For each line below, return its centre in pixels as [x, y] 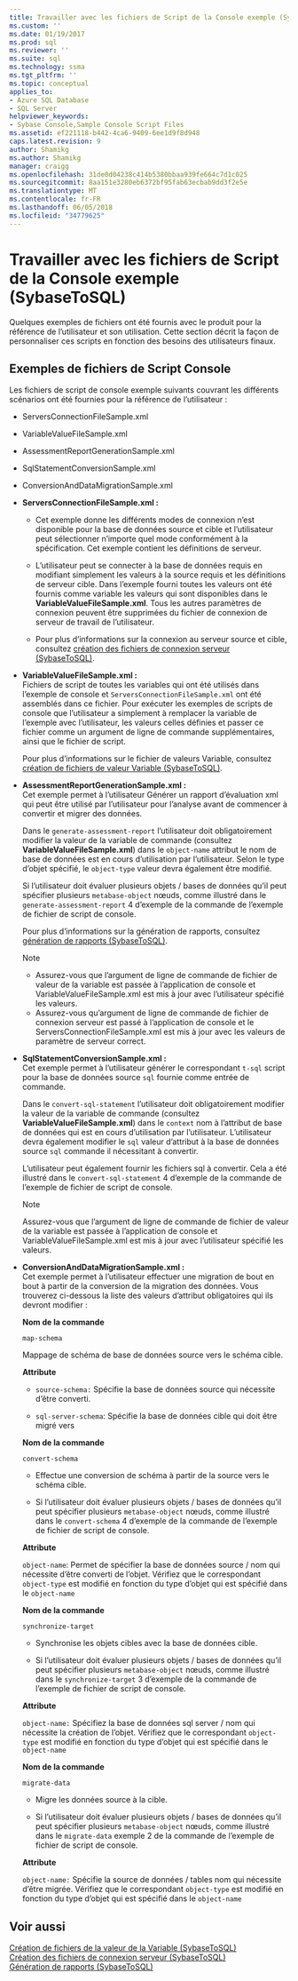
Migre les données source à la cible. [102, 1800]
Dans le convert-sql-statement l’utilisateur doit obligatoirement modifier [153, 1104]
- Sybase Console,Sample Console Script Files [97, 125]
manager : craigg [39, 166]
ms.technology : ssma [47, 68]
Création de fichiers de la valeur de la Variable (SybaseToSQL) [123, 1948]
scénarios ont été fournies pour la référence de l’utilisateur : [118, 400]
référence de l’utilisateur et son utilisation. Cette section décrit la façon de [144, 331]
